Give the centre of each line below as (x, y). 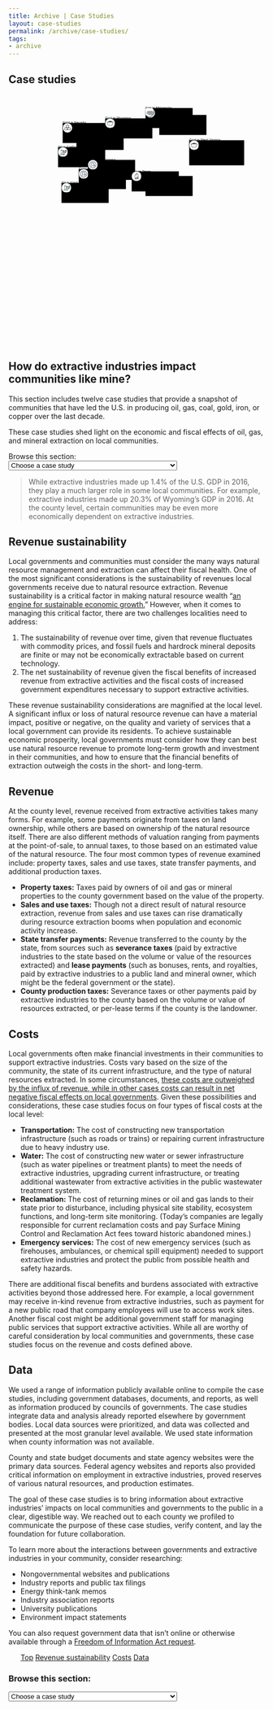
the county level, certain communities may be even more (123, 507)
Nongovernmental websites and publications (95, 1574)
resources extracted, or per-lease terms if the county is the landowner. (139, 1008)
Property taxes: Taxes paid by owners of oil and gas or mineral (126, 887)
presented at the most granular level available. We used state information (131, 1432)
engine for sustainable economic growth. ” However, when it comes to (125, 605)
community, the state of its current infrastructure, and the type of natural (130, 1071)
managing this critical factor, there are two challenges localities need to (128, 613)
